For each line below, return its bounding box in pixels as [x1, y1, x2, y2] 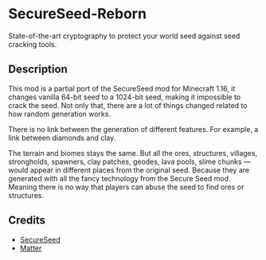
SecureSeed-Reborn [8, 5, 147, 23]
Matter [19, 243, 42, 253]
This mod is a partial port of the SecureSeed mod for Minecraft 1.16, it [8, 83, 236, 93]
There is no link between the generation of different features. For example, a [8, 124, 259, 134]
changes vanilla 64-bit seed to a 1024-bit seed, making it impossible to [8, 92, 241, 102]
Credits [8, 214, 46, 227]
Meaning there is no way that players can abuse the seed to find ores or [8, 182, 244, 192]
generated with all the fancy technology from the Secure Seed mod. [8, 173, 231, 183]
